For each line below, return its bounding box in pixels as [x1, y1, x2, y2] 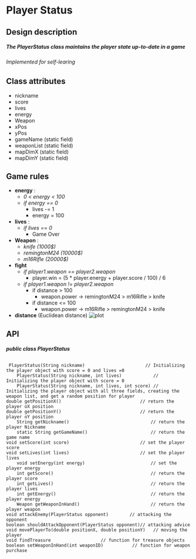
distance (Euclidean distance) [14, 312, 88, 319]
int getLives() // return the [16, 480, 185, 487]
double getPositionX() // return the [6, 398, 175, 404]
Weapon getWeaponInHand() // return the [16, 501, 185, 507]
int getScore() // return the [16, 470, 185, 476]
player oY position [6, 414, 54, 420]
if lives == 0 [23, 225, 53, 232]
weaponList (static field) [14, 142, 73, 149]
